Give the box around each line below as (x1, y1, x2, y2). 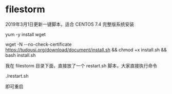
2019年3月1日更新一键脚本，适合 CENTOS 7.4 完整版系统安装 (5, 21, 135, 27)
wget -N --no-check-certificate (5, 41, 72, 47)
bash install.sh (5, 52, 36, 58)
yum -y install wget (5, 31, 46, 37)
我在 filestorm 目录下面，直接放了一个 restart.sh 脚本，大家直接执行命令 (5, 62, 158, 68)
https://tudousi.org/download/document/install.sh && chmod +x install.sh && (5, 46, 167, 53)
